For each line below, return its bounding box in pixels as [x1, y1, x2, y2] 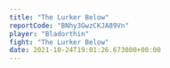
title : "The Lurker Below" [9, 12, 109, 22]
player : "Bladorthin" [9, 29, 90, 38]
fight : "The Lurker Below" [9, 37, 109, 47]
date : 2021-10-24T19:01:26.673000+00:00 [9, 46, 162, 55]
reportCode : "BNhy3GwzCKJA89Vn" [9, 21, 129, 30]
